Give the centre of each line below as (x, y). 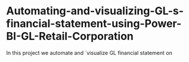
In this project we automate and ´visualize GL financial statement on (89, 52)
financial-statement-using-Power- (94, 24)
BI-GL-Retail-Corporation (70, 36)
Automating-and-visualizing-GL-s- (95, 11)
